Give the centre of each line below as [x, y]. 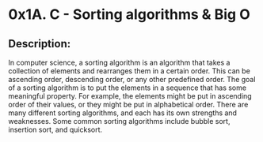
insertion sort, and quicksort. [55, 129]
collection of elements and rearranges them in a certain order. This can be [130, 71]
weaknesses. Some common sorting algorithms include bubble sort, [119, 121]
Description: [40, 44]
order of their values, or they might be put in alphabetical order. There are [128, 105]
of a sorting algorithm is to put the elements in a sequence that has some [128, 88]
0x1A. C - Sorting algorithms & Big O [130, 15]
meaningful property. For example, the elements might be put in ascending [130, 96]
